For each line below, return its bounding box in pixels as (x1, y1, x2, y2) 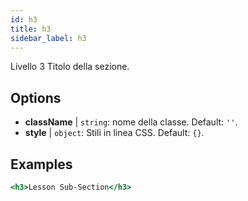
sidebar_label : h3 (10, 33, 87, 43)
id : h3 (10, 14, 38, 25)
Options (10, 89, 62, 106)
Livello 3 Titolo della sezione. (10, 61, 130, 73)
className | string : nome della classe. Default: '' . (24, 116, 238, 128)
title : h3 (10, 24, 52, 34)
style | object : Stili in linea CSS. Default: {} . (24, 127, 205, 139)
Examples (10, 156, 73, 173)
